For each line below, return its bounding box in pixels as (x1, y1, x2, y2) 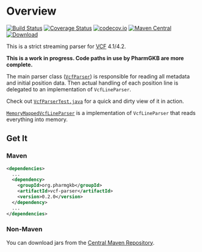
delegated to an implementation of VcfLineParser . (6, 85, 131, 93)
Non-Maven (6, 225, 43, 234)
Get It (6, 133, 27, 144)
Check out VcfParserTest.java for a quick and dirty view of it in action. (6, 97, 184, 105)
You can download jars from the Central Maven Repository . (6, 239, 154, 246)
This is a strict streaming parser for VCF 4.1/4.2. (6, 43, 126, 50)
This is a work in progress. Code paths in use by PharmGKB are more (6, 54, 184, 61)
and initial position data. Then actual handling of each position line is (6, 79, 179, 86)
